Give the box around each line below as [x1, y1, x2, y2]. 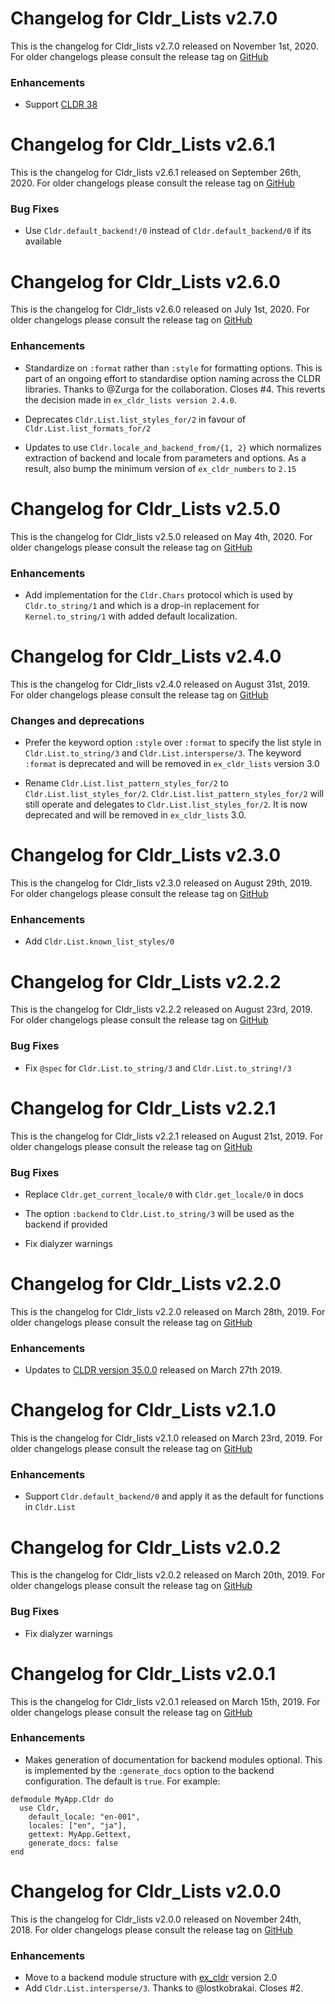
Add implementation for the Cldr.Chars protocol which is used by [24, 588, 294, 601]
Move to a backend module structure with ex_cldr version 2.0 [24, 1972, 278, 1984]
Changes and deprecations [10, 713, 145, 727]
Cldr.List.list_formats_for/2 [24, 423, 152, 434]
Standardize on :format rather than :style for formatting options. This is [24, 362, 323, 374]
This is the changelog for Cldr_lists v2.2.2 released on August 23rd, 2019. [10, 1003, 313, 1016]
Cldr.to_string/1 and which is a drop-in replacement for [24, 599, 260, 611]
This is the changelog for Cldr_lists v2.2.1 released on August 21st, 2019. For [10, 1130, 324, 1142]
